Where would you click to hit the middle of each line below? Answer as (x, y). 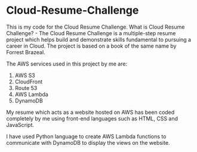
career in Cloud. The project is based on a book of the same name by (91, 46)
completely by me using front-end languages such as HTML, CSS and (92, 118)
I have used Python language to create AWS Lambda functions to (86, 136)
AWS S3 (25, 75)
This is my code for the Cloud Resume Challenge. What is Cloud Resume (96, 27)
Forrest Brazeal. (26, 52)
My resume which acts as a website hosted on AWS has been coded (90, 112)
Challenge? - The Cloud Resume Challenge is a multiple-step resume (91, 33)
